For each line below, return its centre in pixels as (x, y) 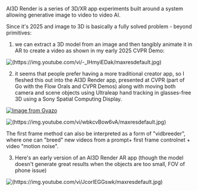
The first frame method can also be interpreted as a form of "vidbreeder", (96, 134)
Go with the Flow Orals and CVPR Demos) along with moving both (95, 86)
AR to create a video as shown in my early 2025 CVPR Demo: (90, 51)
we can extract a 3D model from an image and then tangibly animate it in (103, 44)
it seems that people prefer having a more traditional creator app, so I (100, 73)
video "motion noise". (32, 146)
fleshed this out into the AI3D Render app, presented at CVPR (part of (100, 80)
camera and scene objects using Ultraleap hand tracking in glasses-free (103, 93)
